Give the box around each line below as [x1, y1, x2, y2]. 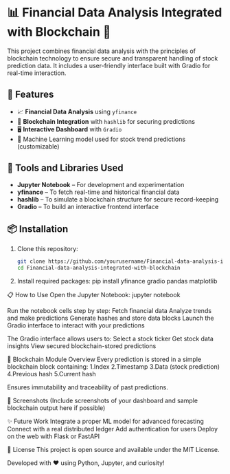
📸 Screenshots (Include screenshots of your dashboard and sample [7, 396, 198, 405]
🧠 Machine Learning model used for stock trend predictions [16, 135, 186, 143]
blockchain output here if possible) [7, 404, 106, 412]
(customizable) [16, 142, 60, 151]
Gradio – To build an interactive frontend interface [16, 202, 159, 211]
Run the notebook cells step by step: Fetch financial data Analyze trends [7, 307, 211, 315]
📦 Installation [7, 223, 69, 235]
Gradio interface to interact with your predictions [7, 321, 146, 330]
